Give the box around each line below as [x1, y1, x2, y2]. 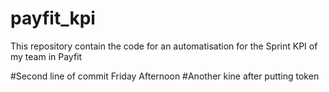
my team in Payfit [10, 50, 83, 62]
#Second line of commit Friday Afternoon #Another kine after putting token [10, 70, 320, 82]
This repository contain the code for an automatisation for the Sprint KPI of [10, 40, 318, 52]
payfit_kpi [10, 7, 96, 30]
